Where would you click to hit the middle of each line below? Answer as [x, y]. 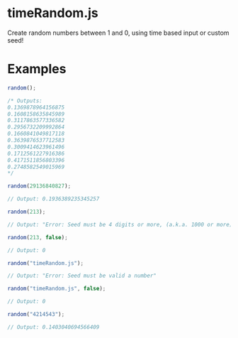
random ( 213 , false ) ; [38, 237]
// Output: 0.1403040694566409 [53, 327]
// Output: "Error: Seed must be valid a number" [82, 276]
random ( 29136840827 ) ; [39, 186]
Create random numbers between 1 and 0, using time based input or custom [118, 33]
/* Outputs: [25, 101]
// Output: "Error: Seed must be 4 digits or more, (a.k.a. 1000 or [110, 224]
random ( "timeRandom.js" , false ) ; [57, 289]
